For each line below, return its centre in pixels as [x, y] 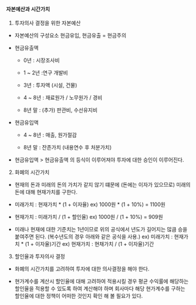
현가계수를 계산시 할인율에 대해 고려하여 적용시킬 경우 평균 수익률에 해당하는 [102, 282]
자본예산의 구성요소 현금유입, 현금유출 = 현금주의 [70, 36]
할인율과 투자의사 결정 [40, 256]
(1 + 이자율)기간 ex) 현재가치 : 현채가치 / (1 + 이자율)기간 [89, 244]
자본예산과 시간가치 [28, 9]
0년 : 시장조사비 [41, 60]
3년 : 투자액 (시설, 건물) [50, 85]
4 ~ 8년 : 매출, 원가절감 [50, 135]
